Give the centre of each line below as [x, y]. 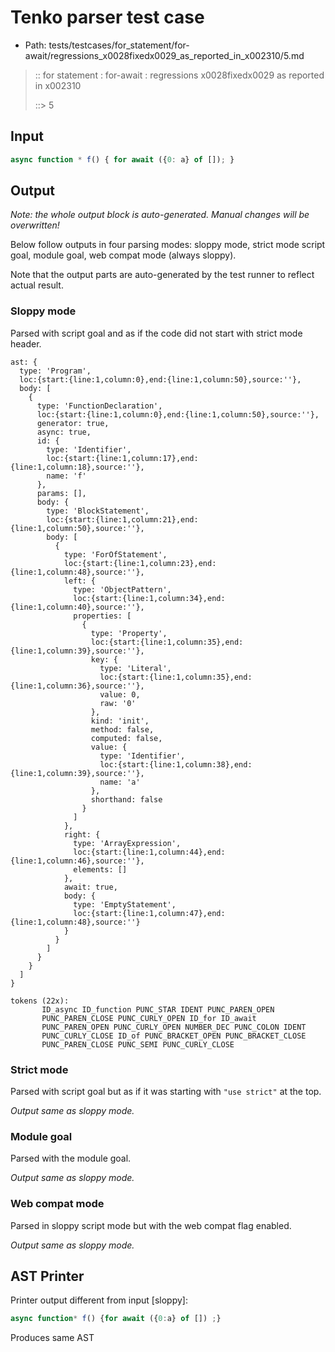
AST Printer [47, 1276]
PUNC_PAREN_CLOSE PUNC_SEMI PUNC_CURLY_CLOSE [138, 1044]
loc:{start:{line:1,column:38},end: [176, 764]
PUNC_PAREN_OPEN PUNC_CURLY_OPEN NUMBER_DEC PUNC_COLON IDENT [174, 1027]
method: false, [122, 729]
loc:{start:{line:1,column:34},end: [149, 598]
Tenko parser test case [107, 17]
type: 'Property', [129, 633]
